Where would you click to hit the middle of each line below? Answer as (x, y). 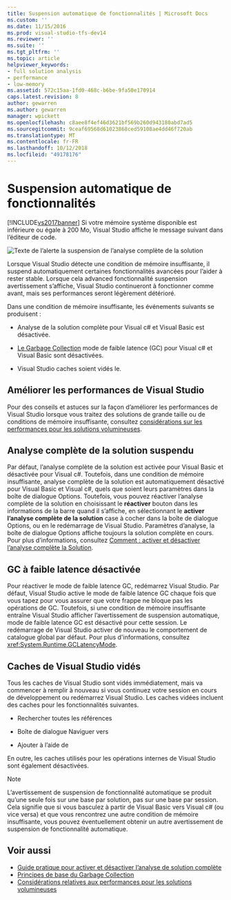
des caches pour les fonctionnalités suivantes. (73, 705)
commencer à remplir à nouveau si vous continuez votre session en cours (112, 690)
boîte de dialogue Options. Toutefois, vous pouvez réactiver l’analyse (105, 497)
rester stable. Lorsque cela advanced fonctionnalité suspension (97, 278)
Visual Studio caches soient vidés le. (69, 368)
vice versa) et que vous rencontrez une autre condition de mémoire (103, 814)
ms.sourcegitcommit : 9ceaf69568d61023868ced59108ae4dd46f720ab (100, 129)
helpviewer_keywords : (38, 65)
